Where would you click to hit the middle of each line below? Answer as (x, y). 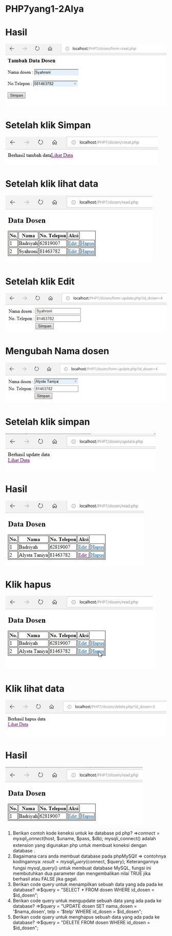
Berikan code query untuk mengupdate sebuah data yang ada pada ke (87, 901)
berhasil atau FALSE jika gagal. (45, 879)
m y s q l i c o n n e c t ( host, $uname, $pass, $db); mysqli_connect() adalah (84, 839)
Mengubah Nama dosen (57, 351)
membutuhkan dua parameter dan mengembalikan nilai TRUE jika (82, 873)
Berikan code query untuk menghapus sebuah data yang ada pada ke (86, 917)
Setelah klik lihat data (52, 184)
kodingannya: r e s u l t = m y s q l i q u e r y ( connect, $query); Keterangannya (85, 862)
